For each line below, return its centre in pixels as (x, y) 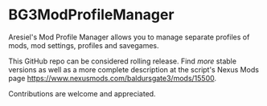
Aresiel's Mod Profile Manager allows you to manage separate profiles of (129, 37)
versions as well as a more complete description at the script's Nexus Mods (134, 69)
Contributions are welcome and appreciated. (82, 93)
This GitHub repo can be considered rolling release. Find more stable (123, 61)
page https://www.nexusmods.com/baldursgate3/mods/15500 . (113, 78)
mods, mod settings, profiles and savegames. (84, 45)
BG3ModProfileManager (91, 15)
